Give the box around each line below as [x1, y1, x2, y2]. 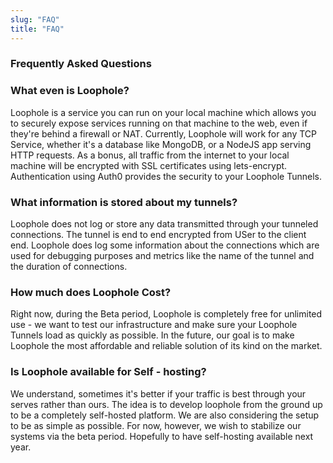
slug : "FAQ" [10, 14, 60, 25]
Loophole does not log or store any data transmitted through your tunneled [10, 218, 319, 230]
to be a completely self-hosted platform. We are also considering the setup [10, 409, 320, 421]
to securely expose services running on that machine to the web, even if [10, 117, 308, 129]
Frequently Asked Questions [10, 57, 152, 71]
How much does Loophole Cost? [10, 285, 172, 299]
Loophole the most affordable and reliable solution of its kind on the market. [10, 340, 323, 352]
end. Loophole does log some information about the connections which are [10, 239, 320, 251]
